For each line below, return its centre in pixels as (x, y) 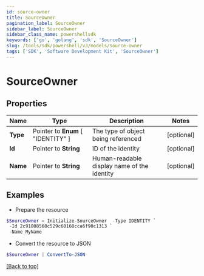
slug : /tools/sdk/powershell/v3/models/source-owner (74, 46)
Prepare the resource (42, 209)
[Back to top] (22, 266)
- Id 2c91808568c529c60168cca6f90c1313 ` (61, 226)
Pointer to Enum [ (58, 131)
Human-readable (117, 158)
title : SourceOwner (31, 18)
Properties (27, 104)
